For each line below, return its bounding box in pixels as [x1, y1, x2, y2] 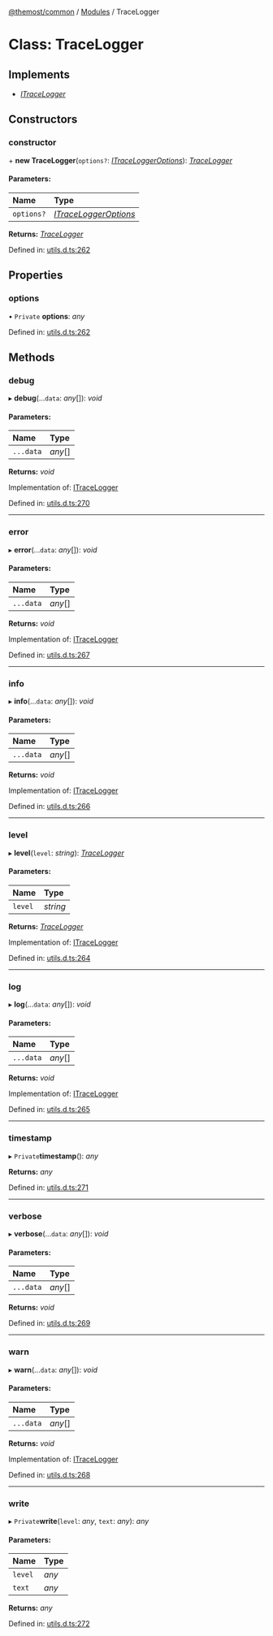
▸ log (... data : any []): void [8, 999, 91, 1010]
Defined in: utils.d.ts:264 [8, 953, 91, 963]
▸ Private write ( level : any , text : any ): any [8, 1517, 149, 1526]
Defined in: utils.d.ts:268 [8, 1469, 91, 1479]
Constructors [8, 113, 78, 127]
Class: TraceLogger [8, 36, 144, 54]
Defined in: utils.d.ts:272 [8, 1619, 90, 1629]
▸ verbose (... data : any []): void [8, 1229, 109, 1239]
